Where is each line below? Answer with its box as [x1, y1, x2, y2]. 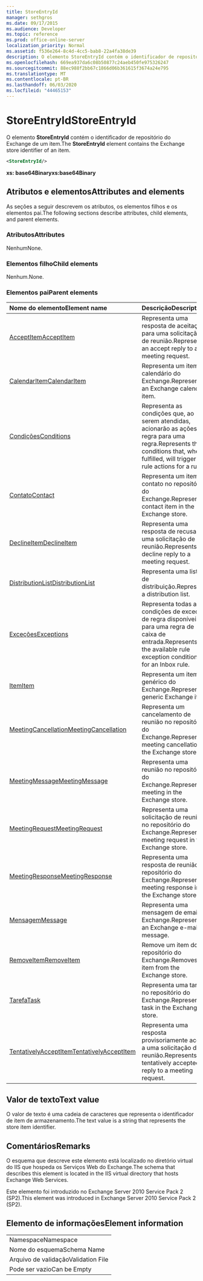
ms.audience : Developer [6, 25, 66, 32]
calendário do [141, 370, 181, 378]
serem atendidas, [141, 417, 191, 425]
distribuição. [141, 582, 177, 591]
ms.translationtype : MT [6, 71, 66, 77]
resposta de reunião [141, 861, 199, 869]
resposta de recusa [141, 527, 196, 536]
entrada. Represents [141, 637, 198, 646]
